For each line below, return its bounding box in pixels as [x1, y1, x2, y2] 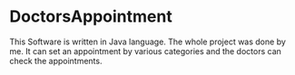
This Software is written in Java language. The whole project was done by [9, 36, 286, 47]
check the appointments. [9, 55, 103, 66]
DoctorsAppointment [9, 6, 172, 27]
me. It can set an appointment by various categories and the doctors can [9, 45, 281, 56]
